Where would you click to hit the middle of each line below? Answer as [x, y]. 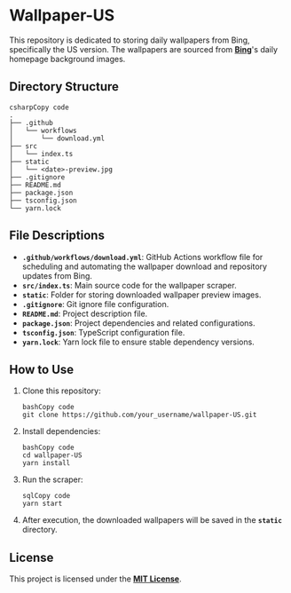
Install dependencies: [61, 431]
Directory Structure [64, 87]
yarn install [46, 463]
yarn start [42, 504]
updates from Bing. [57, 275]
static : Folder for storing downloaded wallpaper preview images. [142, 295]
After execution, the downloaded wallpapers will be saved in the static [152, 520]
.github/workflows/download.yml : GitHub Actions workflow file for [142, 257]
